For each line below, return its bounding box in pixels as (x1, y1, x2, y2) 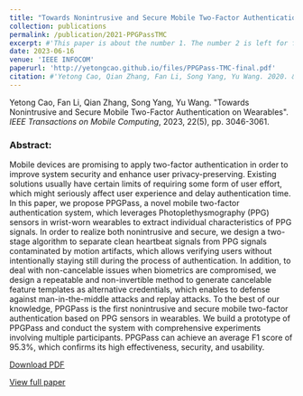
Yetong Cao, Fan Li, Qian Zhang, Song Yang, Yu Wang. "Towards (9, 97, 250, 108)
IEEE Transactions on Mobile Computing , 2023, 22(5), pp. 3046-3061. (9, 116, 270, 127)
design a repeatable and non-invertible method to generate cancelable (9, 275, 272, 286)
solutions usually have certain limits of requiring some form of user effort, (9, 178, 282, 190)
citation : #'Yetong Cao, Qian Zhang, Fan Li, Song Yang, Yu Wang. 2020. (9, 72, 289, 81)
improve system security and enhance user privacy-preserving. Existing (9, 169, 277, 180)
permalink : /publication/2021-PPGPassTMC (9, 30, 168, 39)
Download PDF (9, 359, 65, 371)
